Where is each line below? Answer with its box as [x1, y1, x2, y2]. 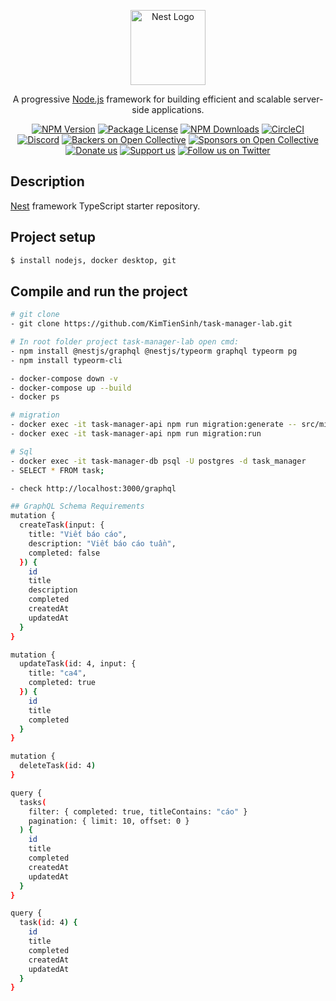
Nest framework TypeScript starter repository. [10, 200, 201, 212]
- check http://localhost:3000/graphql [10, 483, 177, 494]
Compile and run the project [10, 283, 188, 300]
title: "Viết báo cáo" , [28, 530, 128, 540]
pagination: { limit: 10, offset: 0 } [28, 816, 190, 826]
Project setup [10, 229, 97, 246]
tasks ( [19, 797, 47, 807]
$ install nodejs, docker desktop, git [10, 255, 177, 265]
